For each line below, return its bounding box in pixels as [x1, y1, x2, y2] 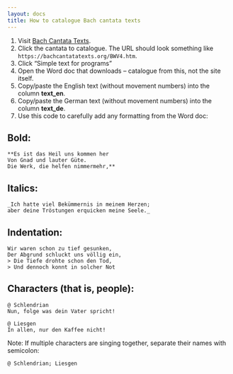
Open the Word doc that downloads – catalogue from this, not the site [17, 66, 221, 75]
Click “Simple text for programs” [17, 59, 112, 67]
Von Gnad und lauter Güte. [7, 157, 87, 164]
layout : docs [7, 10, 46, 18]
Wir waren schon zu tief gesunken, [7, 245, 113, 252]
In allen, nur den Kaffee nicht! [7, 326, 106, 333]
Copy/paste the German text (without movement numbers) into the [17, 96, 212, 105]
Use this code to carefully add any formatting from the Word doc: [17, 111, 209, 120]
